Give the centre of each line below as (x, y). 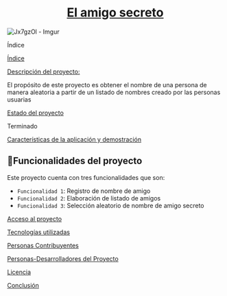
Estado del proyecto (35, 113)
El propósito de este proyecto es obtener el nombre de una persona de (107, 84)
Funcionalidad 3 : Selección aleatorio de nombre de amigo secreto (110, 205)
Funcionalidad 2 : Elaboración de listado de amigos (89, 198)
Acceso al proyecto (35, 218)
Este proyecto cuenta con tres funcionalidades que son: (86, 177)
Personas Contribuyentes (43, 245)
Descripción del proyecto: (44, 71)
